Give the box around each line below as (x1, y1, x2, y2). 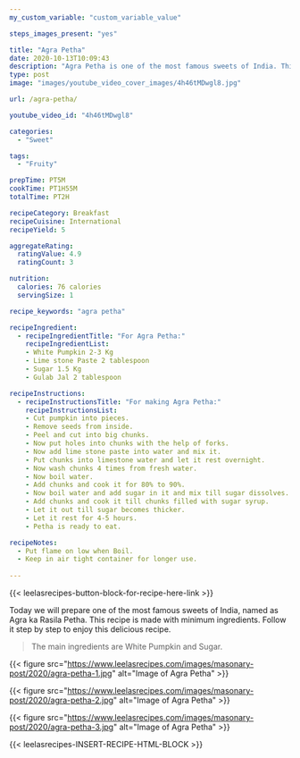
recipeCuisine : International (9, 216, 122, 226)
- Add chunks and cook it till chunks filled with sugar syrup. (25, 497, 270, 506)
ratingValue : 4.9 (17, 249, 82, 259)
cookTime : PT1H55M (9, 184, 78, 193)
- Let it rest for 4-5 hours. (25, 513, 138, 523)
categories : (9, 127, 54, 136)
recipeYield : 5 (9, 225, 66, 234)
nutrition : (9, 274, 50, 283)
